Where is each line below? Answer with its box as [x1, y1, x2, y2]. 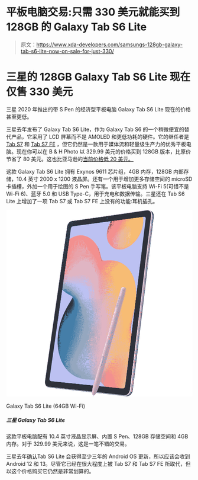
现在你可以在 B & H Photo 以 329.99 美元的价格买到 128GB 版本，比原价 [16, 148, 191, 155]
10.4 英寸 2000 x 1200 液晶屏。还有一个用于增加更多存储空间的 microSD [16, 175, 193, 183]
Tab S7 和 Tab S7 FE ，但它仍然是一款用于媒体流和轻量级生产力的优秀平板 [6, 140, 187, 148]
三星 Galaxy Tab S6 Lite [6, 417, 65, 424]
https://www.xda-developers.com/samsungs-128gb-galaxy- [36, 41, 183, 48]
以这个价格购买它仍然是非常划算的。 [6, 468, 95, 475]
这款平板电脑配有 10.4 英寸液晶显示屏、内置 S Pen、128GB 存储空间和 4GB [6, 433, 189, 440]
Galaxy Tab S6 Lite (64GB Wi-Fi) [6, 402, 86, 409]
